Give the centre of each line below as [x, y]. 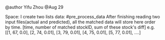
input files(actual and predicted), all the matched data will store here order [81, 22]
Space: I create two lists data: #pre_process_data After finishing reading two [82, 17]
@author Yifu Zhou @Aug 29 [34, 7]
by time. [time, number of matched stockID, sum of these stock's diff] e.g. [80, 27]
